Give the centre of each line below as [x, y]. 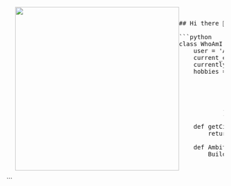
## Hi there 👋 [203, 23]
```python [195, 37]
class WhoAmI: [203, 44]
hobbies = [210, 71]
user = [204, 51]
